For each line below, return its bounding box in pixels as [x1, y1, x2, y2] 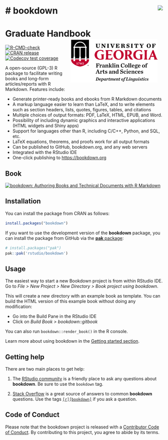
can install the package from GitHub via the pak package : [5, 235, 124, 241]
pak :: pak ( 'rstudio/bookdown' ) [5, 251, 68, 256]
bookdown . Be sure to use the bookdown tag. [12, 381, 103, 387]
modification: [5, 304, 32, 310]
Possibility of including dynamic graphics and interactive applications [12, 117, 155, 123]
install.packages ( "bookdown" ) [5, 221, 68, 226]
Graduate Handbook [5, 28, 91, 40]
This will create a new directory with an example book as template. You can [5, 293, 161, 299]
